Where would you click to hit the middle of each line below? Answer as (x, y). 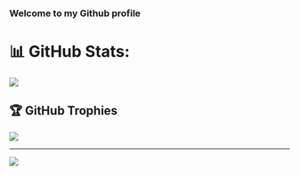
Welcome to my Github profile (75, 13)
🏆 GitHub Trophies (64, 111)
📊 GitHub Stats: (70, 52)
